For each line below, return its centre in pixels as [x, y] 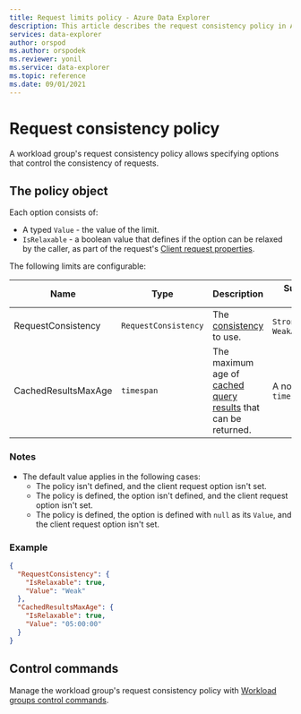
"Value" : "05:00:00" [64, 624]
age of [226, 374]
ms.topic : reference [48, 76]
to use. [227, 337]
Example [29, 547]
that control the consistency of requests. [84, 163]
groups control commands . [59, 700]
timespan [139, 391]
